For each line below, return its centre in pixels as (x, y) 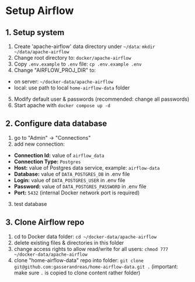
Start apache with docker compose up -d (62, 105)
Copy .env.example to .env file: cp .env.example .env (78, 64)
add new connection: (39, 144)
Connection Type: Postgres (47, 161)
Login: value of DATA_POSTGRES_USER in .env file (69, 180)
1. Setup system (35, 32)
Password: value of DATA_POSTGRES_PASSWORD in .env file (80, 186)
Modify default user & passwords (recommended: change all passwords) (102, 99)
